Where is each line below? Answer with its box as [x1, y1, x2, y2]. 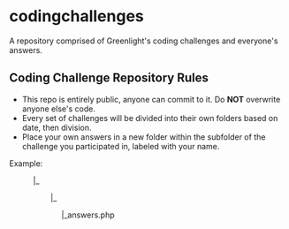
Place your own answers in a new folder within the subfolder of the [21, 131, 266, 142]
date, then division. [21, 122, 92, 133]
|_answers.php [61, 210, 115, 220]
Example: [9, 157, 43, 169]
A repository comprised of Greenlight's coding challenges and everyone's [9, 35, 278, 46]
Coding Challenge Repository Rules [9, 71, 209, 86]
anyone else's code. [21, 103, 95, 114]
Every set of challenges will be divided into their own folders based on [21, 112, 278, 123]
